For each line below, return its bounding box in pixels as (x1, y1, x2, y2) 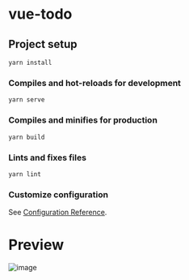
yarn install (8, 58, 52, 67)
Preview (8, 236, 65, 254)
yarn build (8, 133, 45, 141)
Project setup (8, 37, 78, 51)
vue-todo (8, 5, 73, 24)
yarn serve (8, 96, 45, 104)
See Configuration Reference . (8, 208, 107, 218)
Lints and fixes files (8, 152, 87, 163)
